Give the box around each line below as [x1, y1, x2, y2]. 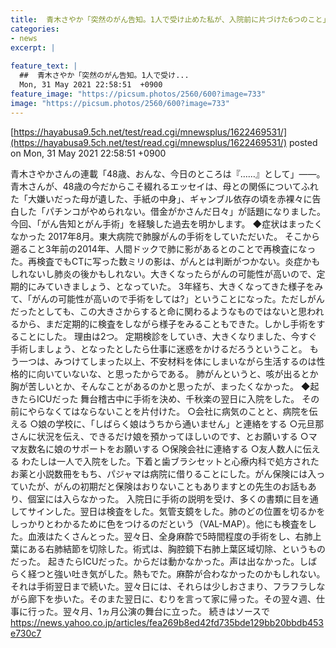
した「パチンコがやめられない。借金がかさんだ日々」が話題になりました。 [18, 205, 326, 217]
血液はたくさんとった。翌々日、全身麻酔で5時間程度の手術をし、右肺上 [27, 530, 322, 542]
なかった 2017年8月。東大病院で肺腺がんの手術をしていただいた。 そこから [10, 230, 321, 242]
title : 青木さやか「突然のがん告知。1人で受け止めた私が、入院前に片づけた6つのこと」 [10, 14, 331, 25]
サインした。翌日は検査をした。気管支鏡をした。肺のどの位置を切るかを [27, 505, 326, 517]
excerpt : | [10, 42, 56, 53]
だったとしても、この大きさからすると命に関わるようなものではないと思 [10, 305, 308, 317]
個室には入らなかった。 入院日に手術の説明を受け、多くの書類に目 [27, 492, 302, 505]
